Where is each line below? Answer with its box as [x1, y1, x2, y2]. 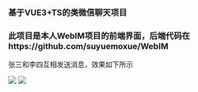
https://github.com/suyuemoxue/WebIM [8, 40, 169, 52]
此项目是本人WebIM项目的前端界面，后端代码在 [8, 30, 190, 41]
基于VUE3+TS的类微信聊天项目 [8, 6, 128, 17]
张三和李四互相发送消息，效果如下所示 [8, 59, 133, 69]
